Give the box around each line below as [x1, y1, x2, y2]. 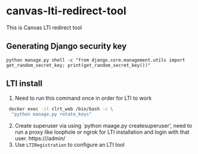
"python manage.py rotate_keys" [11, 112, 92, 118]
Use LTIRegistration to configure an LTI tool [14, 141, 125, 149]
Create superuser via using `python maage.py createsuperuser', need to [14, 122, 193, 130]
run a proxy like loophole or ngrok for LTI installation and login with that [14, 128, 190, 135]
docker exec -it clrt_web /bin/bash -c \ [8, 106, 113, 112]
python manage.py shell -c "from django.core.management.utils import [6, 57, 185, 63]
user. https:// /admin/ [14, 135, 66, 142]
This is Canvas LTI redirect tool [6, 24, 82, 31]
